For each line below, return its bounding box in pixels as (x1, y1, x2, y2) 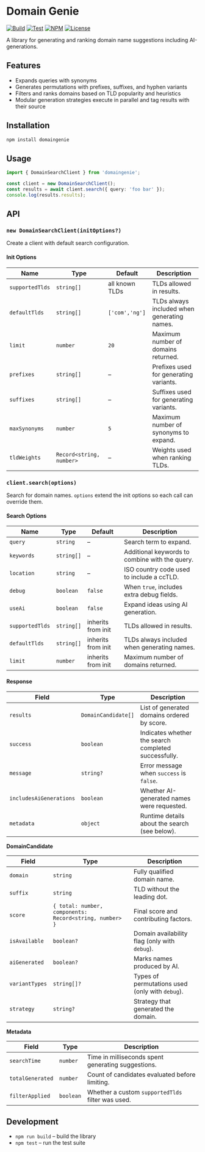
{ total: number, (52, 902, 104, 910)
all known (107, 279, 135, 288)
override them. (6, 498, 44, 505)
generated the (133, 1005, 174, 1013)
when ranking (152, 453, 192, 462)
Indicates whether (140, 728, 192, 737)
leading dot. (133, 893, 168, 901)
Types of (133, 972, 159, 980)
